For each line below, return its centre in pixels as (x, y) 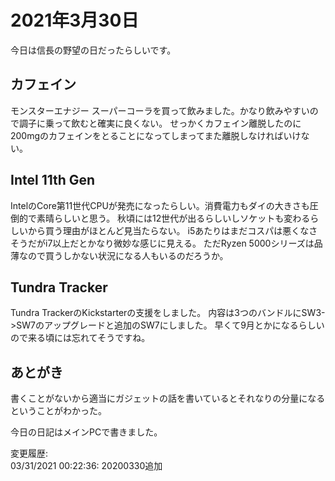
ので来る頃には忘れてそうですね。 (80, 338)
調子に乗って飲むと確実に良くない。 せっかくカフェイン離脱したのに (160, 123)
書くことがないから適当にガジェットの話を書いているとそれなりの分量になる (168, 398)
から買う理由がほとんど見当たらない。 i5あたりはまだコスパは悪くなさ (172, 230)
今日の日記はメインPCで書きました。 (86, 432)
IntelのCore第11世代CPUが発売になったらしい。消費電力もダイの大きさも (160, 205)
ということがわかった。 (58, 411)
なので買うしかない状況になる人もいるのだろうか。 (123, 255)
